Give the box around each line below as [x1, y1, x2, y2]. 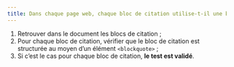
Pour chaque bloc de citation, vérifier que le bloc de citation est [17, 36, 200, 45]
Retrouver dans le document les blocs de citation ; [17, 29, 162, 38]
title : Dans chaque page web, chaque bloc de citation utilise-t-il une [7, 10, 223, 17]
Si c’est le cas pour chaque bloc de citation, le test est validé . [17, 52, 195, 60]
